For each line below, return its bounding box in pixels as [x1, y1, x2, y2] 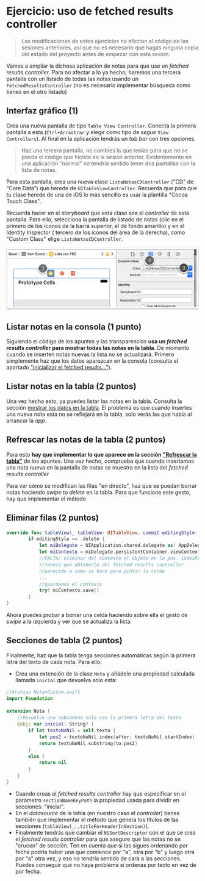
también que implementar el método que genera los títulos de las [15, 816, 179, 823]
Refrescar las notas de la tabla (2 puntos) [6, 435, 166, 445]
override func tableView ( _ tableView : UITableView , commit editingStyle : [6, 529, 198, 536]
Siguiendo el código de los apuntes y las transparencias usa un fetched [6, 338, 187, 345]
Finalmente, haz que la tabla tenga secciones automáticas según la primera [6, 651, 196, 659]
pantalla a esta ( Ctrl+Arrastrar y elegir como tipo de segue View [6, 128, 169, 135]
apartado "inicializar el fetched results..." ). [6, 364, 112, 371]
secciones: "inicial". [15, 803, 65, 810]
